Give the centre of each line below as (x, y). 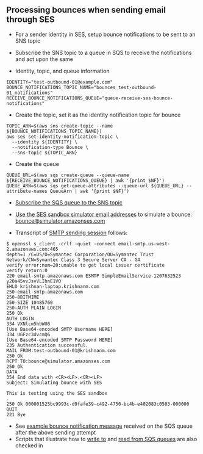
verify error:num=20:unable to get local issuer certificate (86, 265)
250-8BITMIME (23, 297)
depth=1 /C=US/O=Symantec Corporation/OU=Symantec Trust (80, 254)
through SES (30, 20)
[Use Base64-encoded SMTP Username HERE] (60, 329)
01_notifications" (30, 93)
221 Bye (16, 414)
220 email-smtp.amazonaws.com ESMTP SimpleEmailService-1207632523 (94, 276)
